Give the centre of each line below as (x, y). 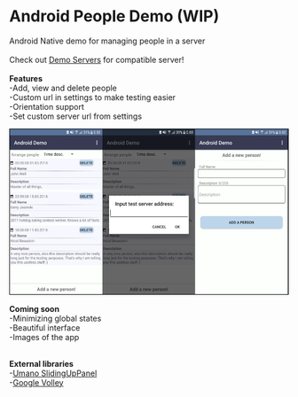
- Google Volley (36, 382)
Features (26, 78)
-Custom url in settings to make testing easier (92, 97)
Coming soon (35, 308)
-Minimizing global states (55, 318)
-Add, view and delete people (63, 88)
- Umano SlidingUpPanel (53, 373)
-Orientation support (47, 106)
